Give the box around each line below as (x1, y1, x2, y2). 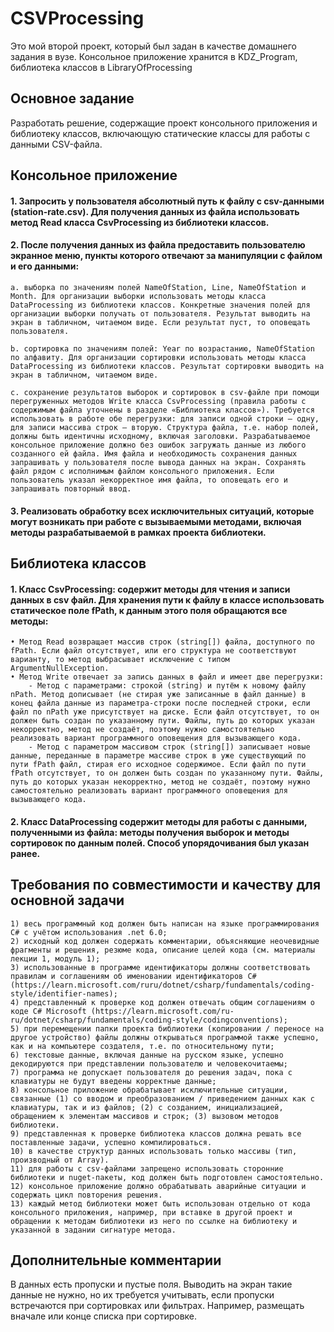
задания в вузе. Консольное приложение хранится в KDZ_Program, (10, 50, 298, 62)
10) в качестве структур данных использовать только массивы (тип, (10, 1146, 298, 1156)
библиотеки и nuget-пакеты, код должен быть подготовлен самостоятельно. (10, 1172, 325, 1182)
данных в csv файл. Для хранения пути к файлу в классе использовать (10, 593, 325, 606)
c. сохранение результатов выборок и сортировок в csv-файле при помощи (10, 387, 320, 397)
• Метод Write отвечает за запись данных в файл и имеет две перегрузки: (10, 672, 325, 682)
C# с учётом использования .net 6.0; (10, 927, 168, 937)
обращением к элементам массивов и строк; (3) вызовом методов (10, 1111, 280, 1121)
